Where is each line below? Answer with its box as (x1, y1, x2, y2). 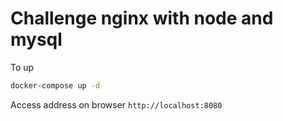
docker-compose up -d (10, 80, 101, 91)
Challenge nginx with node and (10, 7, 274, 30)
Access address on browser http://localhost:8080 (10, 98, 223, 111)
